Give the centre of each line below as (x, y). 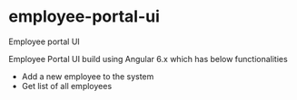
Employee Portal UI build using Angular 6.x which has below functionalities (148, 59)
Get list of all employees (67, 86)
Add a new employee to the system (88, 76)
